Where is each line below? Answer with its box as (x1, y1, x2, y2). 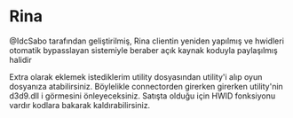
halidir (9, 54, 33, 65)
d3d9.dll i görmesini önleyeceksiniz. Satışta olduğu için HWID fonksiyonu (9, 90, 276, 101)
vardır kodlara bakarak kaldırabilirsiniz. (9, 99, 151, 110)
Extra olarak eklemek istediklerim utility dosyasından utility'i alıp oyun (9, 71, 263, 82)
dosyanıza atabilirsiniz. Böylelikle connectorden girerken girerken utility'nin (9, 81, 284, 91)
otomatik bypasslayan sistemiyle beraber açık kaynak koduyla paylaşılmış (9, 44, 278, 55)
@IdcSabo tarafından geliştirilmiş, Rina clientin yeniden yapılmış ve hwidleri (9, 35, 284, 46)
